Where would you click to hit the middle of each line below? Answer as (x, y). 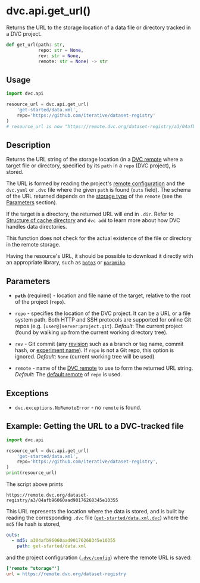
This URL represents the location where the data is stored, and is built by (95, 511)
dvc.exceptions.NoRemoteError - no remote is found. (78, 407)
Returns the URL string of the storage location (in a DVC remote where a (95, 160)
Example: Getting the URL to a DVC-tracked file (95, 426)
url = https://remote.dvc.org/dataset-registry (66, 574)
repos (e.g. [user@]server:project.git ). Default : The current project (99, 326)
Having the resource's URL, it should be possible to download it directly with (100, 256)
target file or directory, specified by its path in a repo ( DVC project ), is (91, 166)
